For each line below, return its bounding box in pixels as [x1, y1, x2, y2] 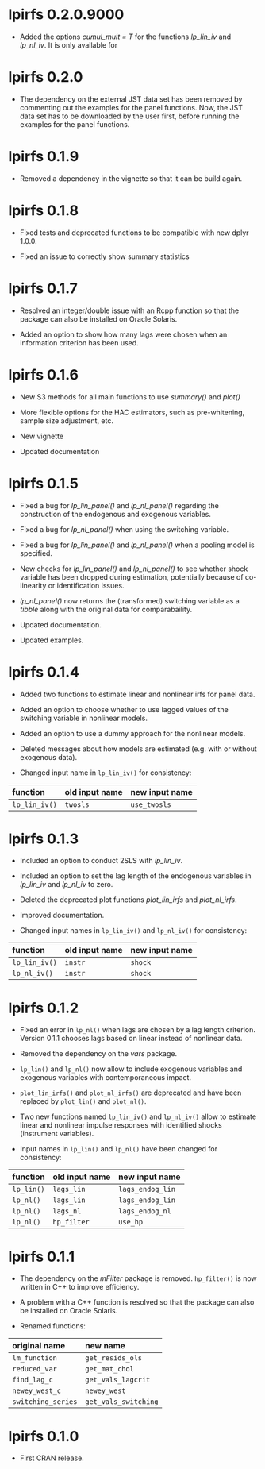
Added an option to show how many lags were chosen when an [19, 330, 228, 339]
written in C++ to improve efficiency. [19, 1282, 140, 1292]
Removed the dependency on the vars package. [19, 1049, 177, 1058]
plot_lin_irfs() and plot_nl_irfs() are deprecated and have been [19, 1088, 242, 1097]
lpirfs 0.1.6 [8, 365, 79, 384]
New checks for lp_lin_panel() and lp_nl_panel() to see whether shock [19, 564, 248, 573]
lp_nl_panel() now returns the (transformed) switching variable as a [19, 596, 240, 605]
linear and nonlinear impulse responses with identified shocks [19, 1120, 222, 1130]
